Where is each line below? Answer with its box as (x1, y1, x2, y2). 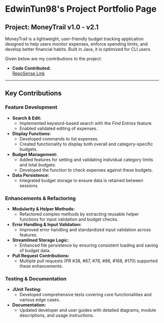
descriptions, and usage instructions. (19, 312, 94, 319)
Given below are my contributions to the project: (5, 56, 102, 62)
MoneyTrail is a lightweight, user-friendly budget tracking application (5, 36, 144, 42)
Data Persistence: (12, 172, 50, 178)
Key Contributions (5, 89, 62, 97)
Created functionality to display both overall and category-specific (19, 141, 153, 147)
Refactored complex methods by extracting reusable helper (19, 211, 139, 217)
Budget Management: (12, 151, 58, 157)
